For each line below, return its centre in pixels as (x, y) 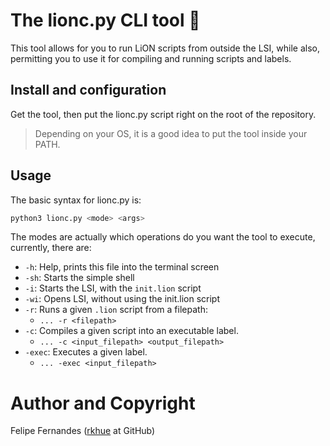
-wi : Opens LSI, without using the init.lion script (122, 299)
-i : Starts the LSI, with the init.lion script (113, 288)
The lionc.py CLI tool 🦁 (105, 20)
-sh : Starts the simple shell (79, 278)
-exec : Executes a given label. (86, 352)
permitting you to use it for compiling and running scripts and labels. (151, 58)
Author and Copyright (103, 403)
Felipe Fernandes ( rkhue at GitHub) (83, 431)
